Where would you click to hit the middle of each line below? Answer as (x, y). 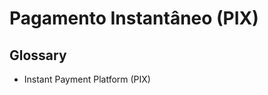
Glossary (38, 55)
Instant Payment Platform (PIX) (87, 79)
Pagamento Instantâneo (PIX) (134, 18)
